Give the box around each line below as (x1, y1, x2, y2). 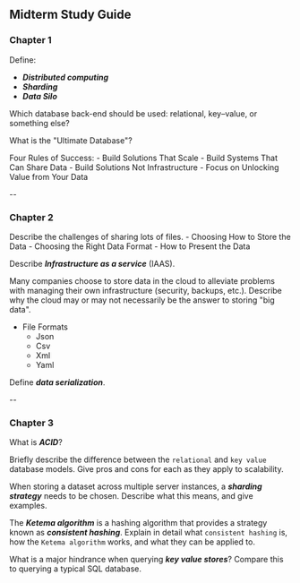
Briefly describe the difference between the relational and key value (9, 454, 267, 465)
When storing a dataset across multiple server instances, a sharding (9, 481, 262, 492)
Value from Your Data (9, 171, 89, 182)
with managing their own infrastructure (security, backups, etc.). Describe (9, 285, 282, 296)
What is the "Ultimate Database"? (9, 134, 133, 146)
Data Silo (21, 90, 58, 101)
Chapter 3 (9, 416, 54, 429)
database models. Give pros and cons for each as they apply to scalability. (9, 464, 284, 475)
